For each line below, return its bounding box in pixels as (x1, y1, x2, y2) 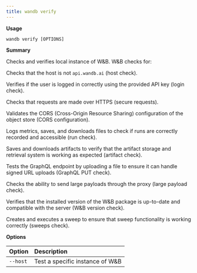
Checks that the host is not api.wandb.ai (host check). (6, 69, 138, 76)
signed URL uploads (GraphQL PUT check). (6, 169, 112, 176)
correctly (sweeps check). (6, 222, 70, 229)
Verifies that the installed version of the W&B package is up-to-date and (6, 198, 181, 205)
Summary (6, 46, 31, 54)
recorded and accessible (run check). (6, 134, 97, 141)
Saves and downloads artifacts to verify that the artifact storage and (6, 145, 172, 152)
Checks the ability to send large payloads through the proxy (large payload (6, 180, 188, 187)
